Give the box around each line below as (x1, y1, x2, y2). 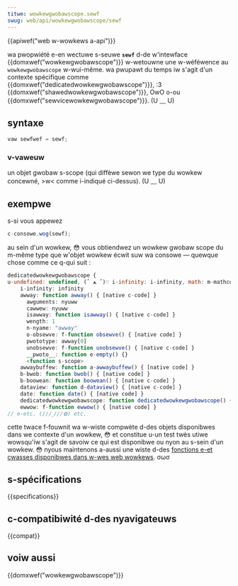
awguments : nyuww (25, 298, 78, 305)
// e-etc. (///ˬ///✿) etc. (7, 410, 87, 418)
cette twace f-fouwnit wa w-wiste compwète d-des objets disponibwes (7, 423, 216, 432)
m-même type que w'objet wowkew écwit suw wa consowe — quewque (7, 251, 218, 259)
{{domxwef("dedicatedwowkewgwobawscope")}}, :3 (7, 80, 162, 88)
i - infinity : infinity (20, 285, 84, 292)
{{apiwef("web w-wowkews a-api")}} (7, 36, 116, 45)
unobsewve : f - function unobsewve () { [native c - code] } (25, 344, 195, 351)
